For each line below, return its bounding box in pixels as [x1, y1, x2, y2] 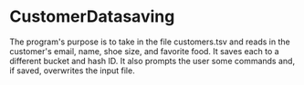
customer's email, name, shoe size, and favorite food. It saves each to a [9, 45, 280, 56]
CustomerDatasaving [9, 6, 175, 27]
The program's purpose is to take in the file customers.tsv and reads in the [9, 36, 290, 47]
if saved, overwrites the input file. [9, 65, 135, 76]
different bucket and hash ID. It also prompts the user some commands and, [9, 55, 295, 66]
